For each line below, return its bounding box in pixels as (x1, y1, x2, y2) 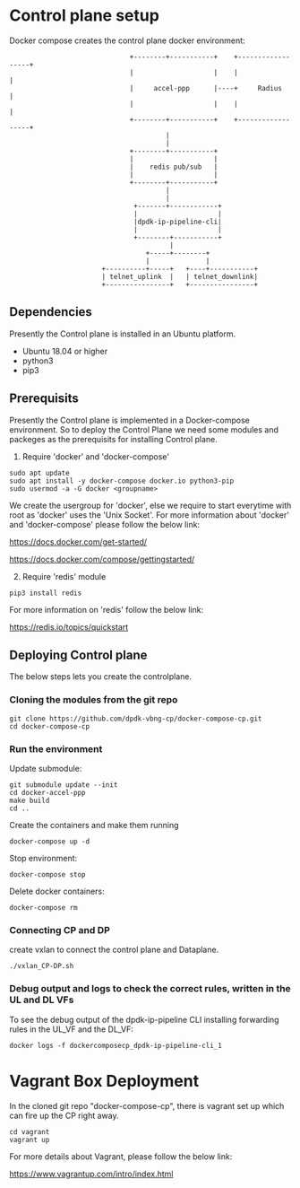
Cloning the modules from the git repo (9, 694, 178, 706)
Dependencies (9, 304, 92, 319)
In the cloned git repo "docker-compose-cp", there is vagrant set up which (9, 1100, 285, 1111)
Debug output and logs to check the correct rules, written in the (9, 983, 291, 995)
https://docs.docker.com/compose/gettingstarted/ (9, 554, 195, 564)
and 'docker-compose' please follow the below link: (9, 519, 200, 529)
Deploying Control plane (9, 647, 148, 662)
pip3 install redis (9, 589, 82, 598)
